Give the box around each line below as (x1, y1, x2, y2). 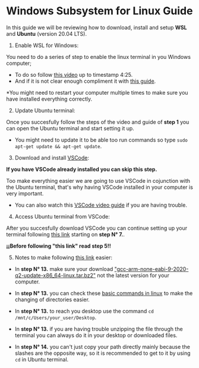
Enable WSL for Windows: (14, 42, 79, 49)
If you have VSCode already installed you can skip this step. (6, 166, 157, 173)
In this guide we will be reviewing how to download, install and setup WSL (6, 24, 187, 31)
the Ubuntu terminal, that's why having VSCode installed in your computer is (6, 183, 193, 191)
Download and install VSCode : (14, 154, 90, 161)
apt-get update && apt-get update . (14, 142, 102, 149)
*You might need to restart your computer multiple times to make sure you (6, 89, 188, 96)
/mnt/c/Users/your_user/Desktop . (14, 314, 97, 321)
